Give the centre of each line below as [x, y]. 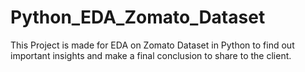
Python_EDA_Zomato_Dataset [138, 17]
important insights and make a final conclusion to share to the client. [151, 55]
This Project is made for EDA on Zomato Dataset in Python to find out [152, 45]
